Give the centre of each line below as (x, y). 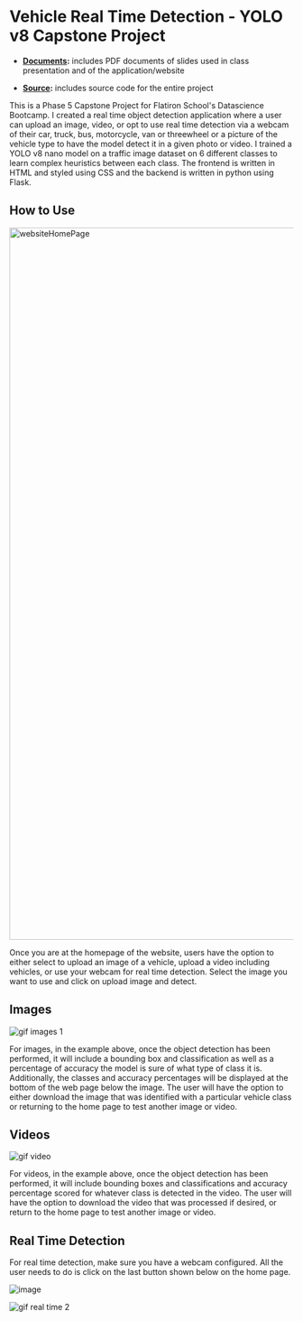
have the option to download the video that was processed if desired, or (143, 1203)
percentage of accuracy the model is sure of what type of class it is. (136, 1068)
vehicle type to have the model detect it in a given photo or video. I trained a (151, 144)
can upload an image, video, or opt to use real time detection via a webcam (149, 125)
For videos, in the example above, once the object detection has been (139, 1174)
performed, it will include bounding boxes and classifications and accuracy (149, 1184)
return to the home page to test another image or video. (113, 1213)
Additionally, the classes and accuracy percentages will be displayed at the (149, 1077)
